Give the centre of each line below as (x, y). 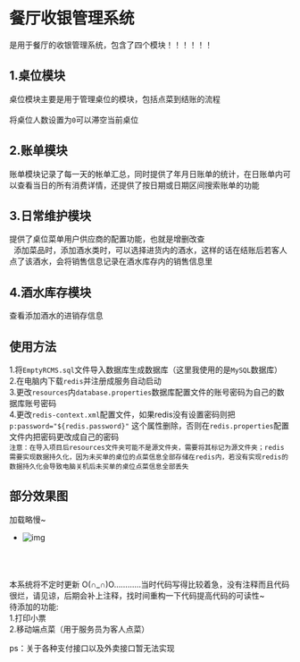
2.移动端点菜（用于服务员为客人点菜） (79, 629)
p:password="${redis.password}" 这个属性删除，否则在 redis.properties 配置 (150, 425)
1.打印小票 (28, 617)
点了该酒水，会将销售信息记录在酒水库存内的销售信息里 (111, 261)
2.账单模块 (39, 151)
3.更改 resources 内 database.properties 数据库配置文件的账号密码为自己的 (143, 392)
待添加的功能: (34, 607)
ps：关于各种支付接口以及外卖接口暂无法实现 (92, 648)
